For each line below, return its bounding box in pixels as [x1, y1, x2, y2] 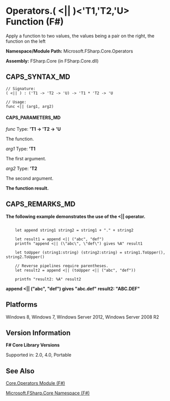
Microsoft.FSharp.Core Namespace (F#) [6, 390, 90, 396]
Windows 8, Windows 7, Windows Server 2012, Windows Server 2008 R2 [6, 313, 159, 320]
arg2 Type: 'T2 [6, 165, 38, 171]
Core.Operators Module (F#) [6, 380, 65, 386]
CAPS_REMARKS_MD [6, 200, 76, 209]
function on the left [6, 38, 46, 44]
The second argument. [6, 175, 54, 181]
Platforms [6, 300, 38, 309]
